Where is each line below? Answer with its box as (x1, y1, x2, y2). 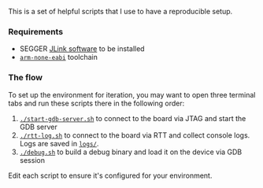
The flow (8, 72, 43, 83)
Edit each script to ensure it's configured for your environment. (8, 171, 213, 180)
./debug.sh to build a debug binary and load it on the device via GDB (19, 147, 243, 157)
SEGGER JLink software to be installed (19, 44, 145, 53)
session (19, 155, 46, 164)
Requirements (8, 26, 64, 37)
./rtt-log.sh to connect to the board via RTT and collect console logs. (19, 130, 250, 140)
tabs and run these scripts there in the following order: (8, 98, 185, 108)
